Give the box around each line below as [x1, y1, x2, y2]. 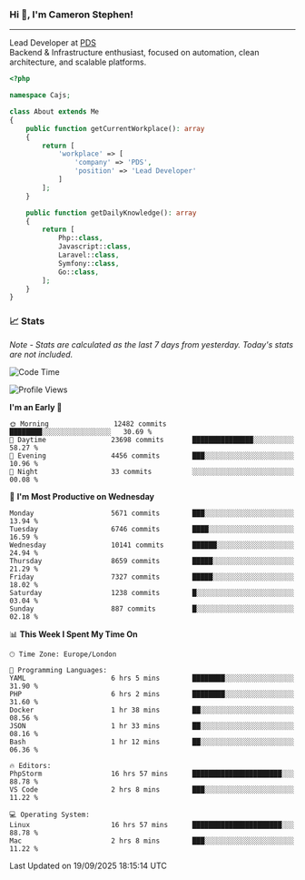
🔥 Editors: [9, 761, 52, 770]
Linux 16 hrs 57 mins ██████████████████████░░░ [9, 820, 295, 829]
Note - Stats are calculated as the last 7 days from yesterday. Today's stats [9, 339, 293, 349]
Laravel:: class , [57, 250, 120, 260]
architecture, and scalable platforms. [9, 56, 147, 67]
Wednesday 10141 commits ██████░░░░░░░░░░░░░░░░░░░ [9, 541, 295, 550]
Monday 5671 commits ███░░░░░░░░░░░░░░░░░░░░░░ [9, 509, 295, 518]
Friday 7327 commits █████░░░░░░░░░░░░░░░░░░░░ [9, 572, 295, 582]
